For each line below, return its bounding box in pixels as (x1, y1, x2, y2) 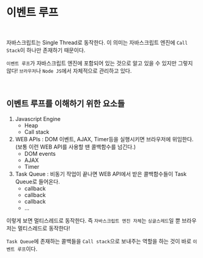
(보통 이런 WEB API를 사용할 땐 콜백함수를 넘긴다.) (15, 143, 136, 150)
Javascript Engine (15, 115, 61, 122)
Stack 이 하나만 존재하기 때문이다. (6, 46, 86, 54)
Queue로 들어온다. (15, 178, 60, 185)
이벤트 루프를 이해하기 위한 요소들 (6, 98, 125, 109)
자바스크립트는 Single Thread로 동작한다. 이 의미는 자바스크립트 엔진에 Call (6, 39, 188, 46)
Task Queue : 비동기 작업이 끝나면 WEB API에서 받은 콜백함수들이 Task (15, 170, 187, 177)
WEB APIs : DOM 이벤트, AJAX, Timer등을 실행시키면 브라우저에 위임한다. (15, 135, 194, 142)
